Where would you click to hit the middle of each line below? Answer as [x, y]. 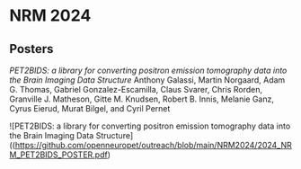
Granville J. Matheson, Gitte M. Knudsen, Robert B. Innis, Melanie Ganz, [142, 99]
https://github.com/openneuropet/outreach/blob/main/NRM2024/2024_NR [153, 145]
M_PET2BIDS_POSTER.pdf [58, 155]
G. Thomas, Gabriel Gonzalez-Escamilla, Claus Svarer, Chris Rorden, [136, 89]
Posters [31, 49]
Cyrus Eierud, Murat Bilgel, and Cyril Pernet [90, 108]
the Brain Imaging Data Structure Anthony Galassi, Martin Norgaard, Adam [147, 80]
